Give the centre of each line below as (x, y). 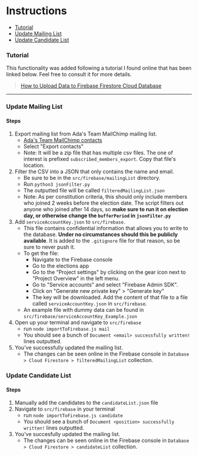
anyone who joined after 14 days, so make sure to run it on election (106, 209)
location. (34, 165)
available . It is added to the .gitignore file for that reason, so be (102, 241)
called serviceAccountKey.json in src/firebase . (90, 304)
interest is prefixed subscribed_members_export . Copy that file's (100, 159)
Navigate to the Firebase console (72, 260)
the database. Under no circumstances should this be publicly (100, 234)
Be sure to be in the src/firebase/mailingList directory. (92, 178)
